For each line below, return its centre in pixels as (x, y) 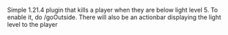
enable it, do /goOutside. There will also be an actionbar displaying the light (114, 17)
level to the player (32, 24)
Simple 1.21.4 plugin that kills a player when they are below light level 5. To (113, 10)
